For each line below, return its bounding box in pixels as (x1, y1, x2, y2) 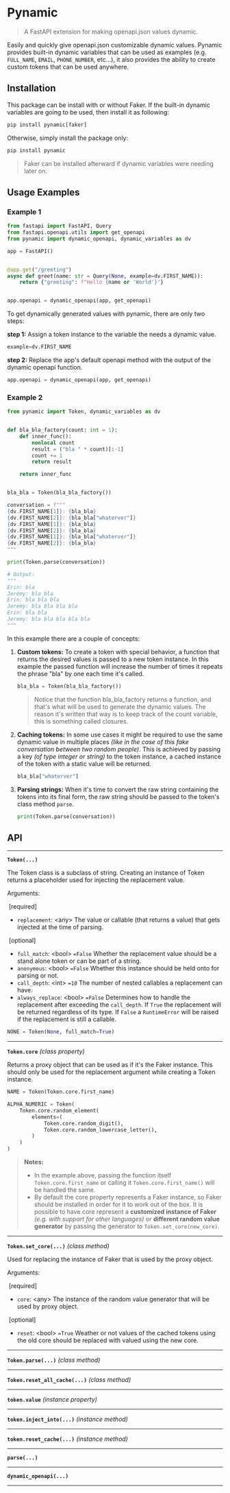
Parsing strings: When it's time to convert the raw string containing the (16, 785, 219, 793)
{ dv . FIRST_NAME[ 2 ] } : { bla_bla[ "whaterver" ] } (7, 514, 136, 521)
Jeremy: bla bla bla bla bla (7, 616, 90, 623)
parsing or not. (16, 972, 60, 980)
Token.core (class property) (7, 1047, 86, 1055)
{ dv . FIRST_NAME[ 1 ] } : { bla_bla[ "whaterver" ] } (7, 534, 136, 540)
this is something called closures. (34, 717, 129, 725)
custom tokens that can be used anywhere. (7, 62, 129, 71)
